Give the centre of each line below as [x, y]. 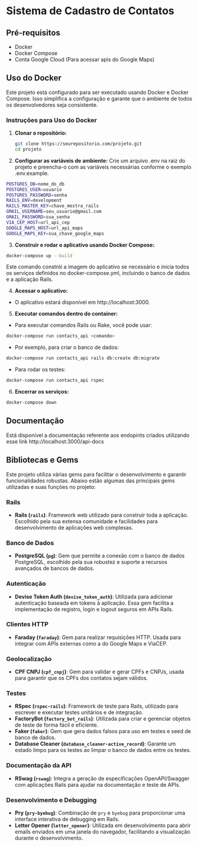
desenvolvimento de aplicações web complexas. [74, 527]
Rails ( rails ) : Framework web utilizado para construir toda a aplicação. [101, 515]
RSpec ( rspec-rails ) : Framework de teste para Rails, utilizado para [96, 706]
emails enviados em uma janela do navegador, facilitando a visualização [102, 831]
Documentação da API [39, 766]
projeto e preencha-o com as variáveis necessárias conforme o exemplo [103, 167]
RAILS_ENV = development [34, 200]
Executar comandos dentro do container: [66, 314]
